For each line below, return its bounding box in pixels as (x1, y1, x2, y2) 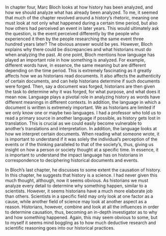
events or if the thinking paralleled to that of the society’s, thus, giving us (5, 142, 154, 147)
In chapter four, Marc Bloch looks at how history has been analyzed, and (5, 4, 153, 10)
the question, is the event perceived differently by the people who (5, 31, 140, 36)
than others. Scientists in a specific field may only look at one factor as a (5, 193, 154, 199)
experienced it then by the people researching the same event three (5, 36, 144, 42)
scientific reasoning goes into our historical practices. (5, 225, 115, 231)
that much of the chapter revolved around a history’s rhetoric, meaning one (5, 15, 159, 20)
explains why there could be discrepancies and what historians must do (5, 47, 152, 52)
